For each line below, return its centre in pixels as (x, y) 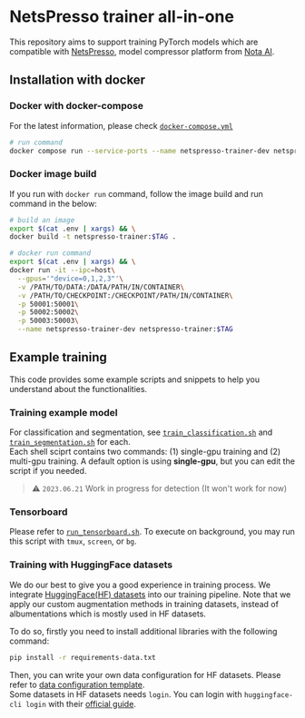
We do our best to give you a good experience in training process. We (140, 585)
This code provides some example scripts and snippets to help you (135, 379)
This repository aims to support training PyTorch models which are (134, 42)
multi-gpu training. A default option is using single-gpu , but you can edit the (152, 461)
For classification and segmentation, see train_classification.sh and (141, 432)
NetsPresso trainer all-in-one (122, 17)
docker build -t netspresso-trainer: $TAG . (93, 237)
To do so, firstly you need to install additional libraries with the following (143, 631)
